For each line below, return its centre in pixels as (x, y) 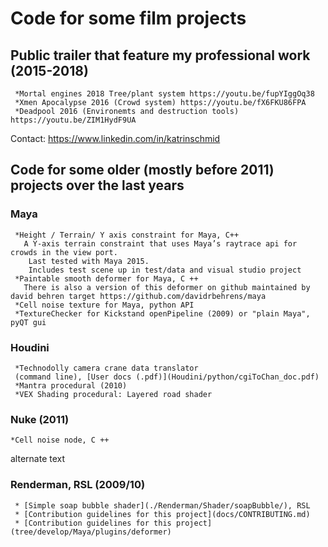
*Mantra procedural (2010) (71, 385)
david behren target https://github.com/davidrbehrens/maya (138, 296)
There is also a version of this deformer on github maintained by (167, 287)
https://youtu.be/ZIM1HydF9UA (73, 120)
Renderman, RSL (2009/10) (78, 485)
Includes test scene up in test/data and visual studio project (165, 270)
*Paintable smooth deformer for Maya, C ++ (106, 278)
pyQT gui (28, 322)
